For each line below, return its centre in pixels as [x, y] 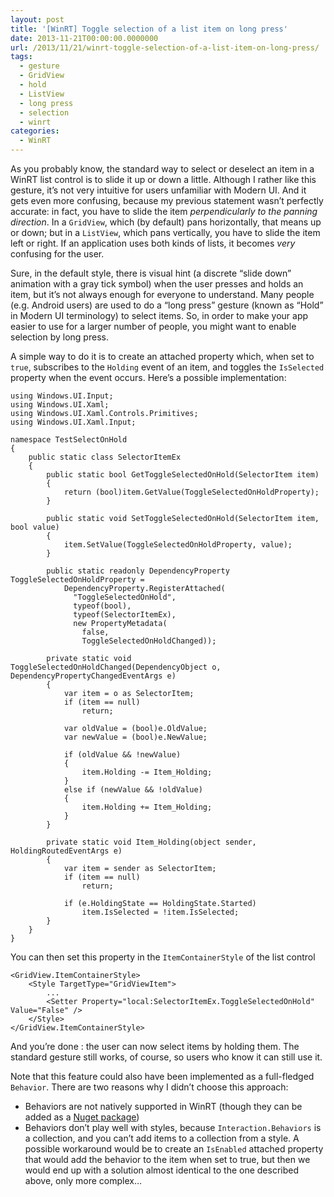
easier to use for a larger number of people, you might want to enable [153, 326]
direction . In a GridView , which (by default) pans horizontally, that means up [166, 222]
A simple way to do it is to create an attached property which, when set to [162, 356]
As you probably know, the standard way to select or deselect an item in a [162, 169]
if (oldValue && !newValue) [122, 755]
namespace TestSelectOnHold [69, 440]
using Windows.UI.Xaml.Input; [73, 422]
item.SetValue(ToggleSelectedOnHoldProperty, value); [178, 545]
